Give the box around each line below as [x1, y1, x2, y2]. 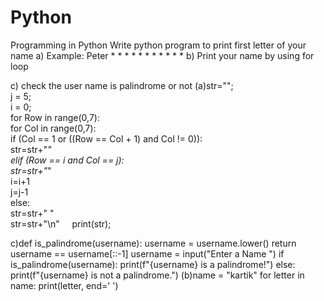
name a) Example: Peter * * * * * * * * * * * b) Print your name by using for [10, 49, 315, 61]
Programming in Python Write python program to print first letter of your [10, 39, 307, 51]
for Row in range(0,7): [10, 111, 100, 123]
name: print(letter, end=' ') [10, 279, 119, 291]
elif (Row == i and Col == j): [10, 154, 125, 166]
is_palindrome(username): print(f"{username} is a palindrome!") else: [10, 258, 296, 270]
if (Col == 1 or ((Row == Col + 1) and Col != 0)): [10, 132, 203, 145]
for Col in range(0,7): [10, 122, 97, 134]
